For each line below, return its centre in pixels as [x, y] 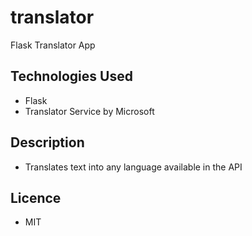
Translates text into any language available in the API [133, 167]
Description [47, 142]
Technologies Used [71, 76]
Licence [36, 197]
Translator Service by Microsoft [89, 111]
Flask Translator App [53, 45]
